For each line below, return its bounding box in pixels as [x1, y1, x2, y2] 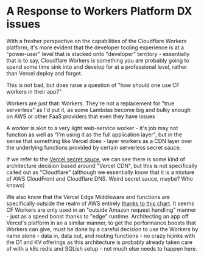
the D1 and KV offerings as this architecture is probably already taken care [6, 239, 193, 246]
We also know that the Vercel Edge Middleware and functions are [6, 193, 171, 200]
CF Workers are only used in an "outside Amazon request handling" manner [6, 206, 197, 214]
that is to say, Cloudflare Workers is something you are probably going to [6, 57, 190, 64]
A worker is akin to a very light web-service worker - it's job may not [6, 124, 178, 131]
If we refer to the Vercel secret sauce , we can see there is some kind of [6, 155, 186, 162]
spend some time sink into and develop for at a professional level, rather [6, 63, 188, 71]
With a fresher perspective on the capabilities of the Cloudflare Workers [6, 37, 187, 44]
